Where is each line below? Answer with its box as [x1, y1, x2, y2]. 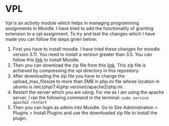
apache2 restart [12, 100, 47, 105]
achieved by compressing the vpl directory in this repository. [12, 67, 140, 74]
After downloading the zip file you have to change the [12, 73, 125, 79]
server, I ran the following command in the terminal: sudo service [12, 94, 149, 101]
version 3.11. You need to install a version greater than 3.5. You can [12, 51, 152, 57]
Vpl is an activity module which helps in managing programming [5, 20, 140, 26]
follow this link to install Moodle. [12, 56, 80, 62]
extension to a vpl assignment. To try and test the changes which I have [5, 30, 155, 37]
